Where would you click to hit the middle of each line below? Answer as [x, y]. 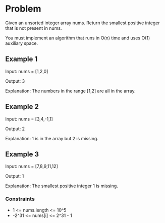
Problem [23, 9]
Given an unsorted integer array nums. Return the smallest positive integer [82, 23]
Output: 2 [15, 129]
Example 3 [22, 154]
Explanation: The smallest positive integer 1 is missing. [62, 186]
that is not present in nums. [34, 28]
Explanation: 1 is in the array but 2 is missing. [52, 138]
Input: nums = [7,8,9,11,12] [32, 166]
